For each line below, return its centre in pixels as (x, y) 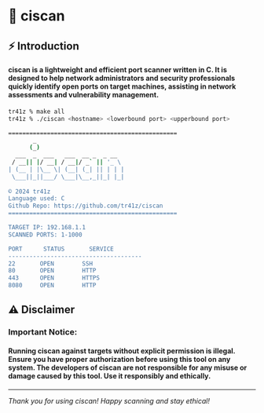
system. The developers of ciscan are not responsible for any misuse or (128, 367)
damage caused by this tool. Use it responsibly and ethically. (110, 375)
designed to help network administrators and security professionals (122, 79)
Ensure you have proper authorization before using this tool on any (119, 359)
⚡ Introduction (44, 46)
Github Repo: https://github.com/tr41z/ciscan (86, 206)
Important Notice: (43, 332)
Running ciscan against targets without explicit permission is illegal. (122, 351)
